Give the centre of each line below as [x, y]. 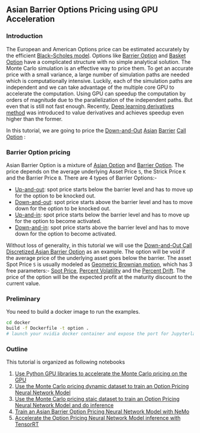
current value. [23, 283]
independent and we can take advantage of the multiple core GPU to [90, 87]
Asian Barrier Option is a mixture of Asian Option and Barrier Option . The [95, 165]
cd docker [18, 323]
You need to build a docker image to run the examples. [73, 312]
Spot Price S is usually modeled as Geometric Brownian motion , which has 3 [99, 264]
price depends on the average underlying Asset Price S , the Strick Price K [96, 171]
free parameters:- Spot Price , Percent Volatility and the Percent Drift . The [96, 270]
